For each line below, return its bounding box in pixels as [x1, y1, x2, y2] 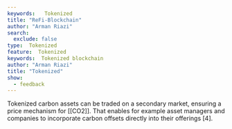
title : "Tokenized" [7, 68, 64, 75]
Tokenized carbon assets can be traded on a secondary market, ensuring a [7, 99, 222, 108]
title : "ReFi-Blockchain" [7, 17, 82, 23]
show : [7, 74, 23, 81]
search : [7, 29, 30, 37]
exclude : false [13, 36, 57, 43]
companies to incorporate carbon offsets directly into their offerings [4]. [7, 115, 213, 123]
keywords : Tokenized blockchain [7, 55, 104, 62]
